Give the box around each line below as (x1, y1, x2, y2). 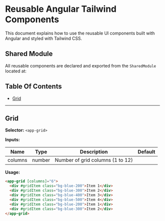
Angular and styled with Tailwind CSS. (5, 35, 82, 41)
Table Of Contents (5, 82, 62, 91)
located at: (5, 68, 27, 74)
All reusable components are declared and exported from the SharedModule (5, 63, 156, 68)
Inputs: (5, 137, 20, 143)
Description (80, 149, 108, 156)
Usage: (5, 169, 21, 175)
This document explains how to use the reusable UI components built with (5, 30, 155, 36)
